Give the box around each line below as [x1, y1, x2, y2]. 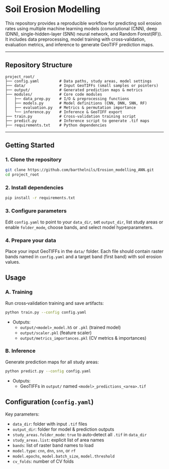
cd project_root [5, 172, 39, 177]
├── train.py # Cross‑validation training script [5, 114, 136, 119]
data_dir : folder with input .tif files [12, 421, 88, 427]
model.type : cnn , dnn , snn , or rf [12, 447, 76, 453]
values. [5, 259, 20, 265]
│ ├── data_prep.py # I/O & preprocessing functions [5, 96, 129, 101]
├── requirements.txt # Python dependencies [5, 122, 107, 128]
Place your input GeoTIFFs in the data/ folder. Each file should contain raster [5, 248, 164, 254]
